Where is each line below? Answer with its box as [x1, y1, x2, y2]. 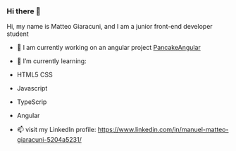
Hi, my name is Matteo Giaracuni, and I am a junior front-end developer [6, 22, 213, 31]
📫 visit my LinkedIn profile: [16, 126, 97, 134]
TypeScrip [16, 98, 47, 106]
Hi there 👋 [6, 6, 42, 16]
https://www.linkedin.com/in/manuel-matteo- [97, 126, 229, 134]
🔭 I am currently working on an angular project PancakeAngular [16, 44, 201, 52]
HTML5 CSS [16, 70, 54, 79]
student [6, 29, 29, 38]
